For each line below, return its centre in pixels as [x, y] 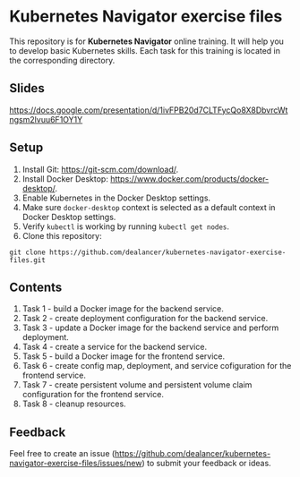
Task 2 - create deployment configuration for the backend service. [145, 319]
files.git [28, 260]
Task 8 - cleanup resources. [74, 404]
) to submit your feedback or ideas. [206, 464]
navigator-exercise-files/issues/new [76, 464]
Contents [36, 287]
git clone [28, 252]
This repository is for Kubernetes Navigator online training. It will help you [147, 41]
